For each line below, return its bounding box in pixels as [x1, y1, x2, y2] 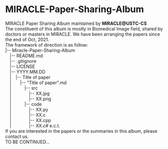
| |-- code [10, 101, 42, 107]
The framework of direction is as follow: [5, 42, 89, 48]
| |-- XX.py [10, 106, 49, 113]
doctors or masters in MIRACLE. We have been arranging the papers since [5, 31, 160, 37]
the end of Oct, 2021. [5, 36, 50, 43]
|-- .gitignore [10, 58, 36, 64]
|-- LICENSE [10, 63, 35, 69]
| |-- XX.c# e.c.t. [10, 123, 60, 129]
